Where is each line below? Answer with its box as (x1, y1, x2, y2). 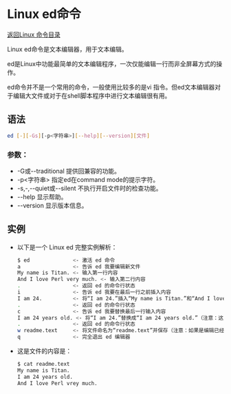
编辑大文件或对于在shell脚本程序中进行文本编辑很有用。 (12, 91, 171, 100)
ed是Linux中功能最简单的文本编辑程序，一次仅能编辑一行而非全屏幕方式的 (7, 59, 217, 68)
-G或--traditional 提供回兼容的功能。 (16, 167, 121, 175)
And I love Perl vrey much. (16, 380, 98, 386)
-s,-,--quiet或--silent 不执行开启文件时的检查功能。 (16, 184, 162, 192)
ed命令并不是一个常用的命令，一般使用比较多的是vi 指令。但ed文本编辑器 (7, 83, 215, 91)
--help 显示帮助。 (16, 192, 67, 200)
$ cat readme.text (16, 361, 70, 368)
